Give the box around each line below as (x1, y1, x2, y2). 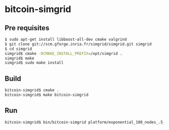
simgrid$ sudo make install (5, 60, 64, 66)
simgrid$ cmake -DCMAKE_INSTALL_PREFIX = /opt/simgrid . (5, 51, 123, 56)
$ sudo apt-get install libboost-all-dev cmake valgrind (5, 37, 127, 42)
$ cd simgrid (5, 46, 32, 51)
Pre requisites (5, 24, 49, 32)
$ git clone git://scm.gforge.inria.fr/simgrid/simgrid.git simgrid (5, 41, 152, 46)
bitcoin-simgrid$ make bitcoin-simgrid (5, 92, 89, 97)
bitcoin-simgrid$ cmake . (5, 88, 59, 93)
